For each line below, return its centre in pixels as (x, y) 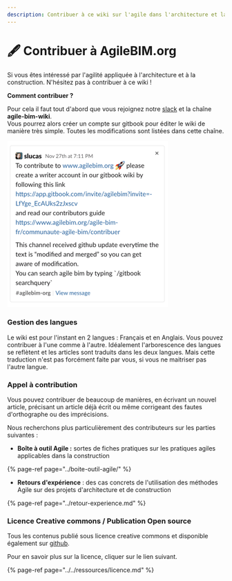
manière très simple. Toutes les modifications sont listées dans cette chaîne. (116, 130)
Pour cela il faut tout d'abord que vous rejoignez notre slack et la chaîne (109, 109)
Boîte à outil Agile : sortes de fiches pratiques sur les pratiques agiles (116, 449)
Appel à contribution (42, 384)
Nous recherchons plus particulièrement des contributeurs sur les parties (112, 428)
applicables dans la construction (64, 456)
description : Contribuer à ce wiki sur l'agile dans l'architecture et (112, 14)
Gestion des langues (42, 322)
